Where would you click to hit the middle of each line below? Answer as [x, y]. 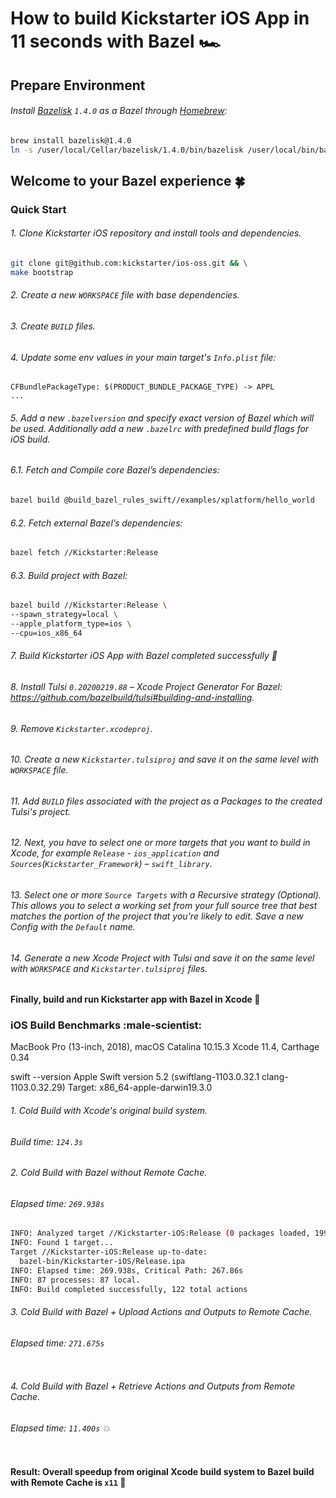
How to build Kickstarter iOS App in [160, 18]
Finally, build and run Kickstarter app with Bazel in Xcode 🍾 [135, 999]
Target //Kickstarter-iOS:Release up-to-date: [109, 1252]
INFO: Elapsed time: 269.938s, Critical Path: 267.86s [127, 1270]
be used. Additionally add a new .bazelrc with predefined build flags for [160, 428]
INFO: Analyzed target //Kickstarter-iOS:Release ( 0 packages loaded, [160, 1233]
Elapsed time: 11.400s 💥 [60, 1428]
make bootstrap [42, 272]
